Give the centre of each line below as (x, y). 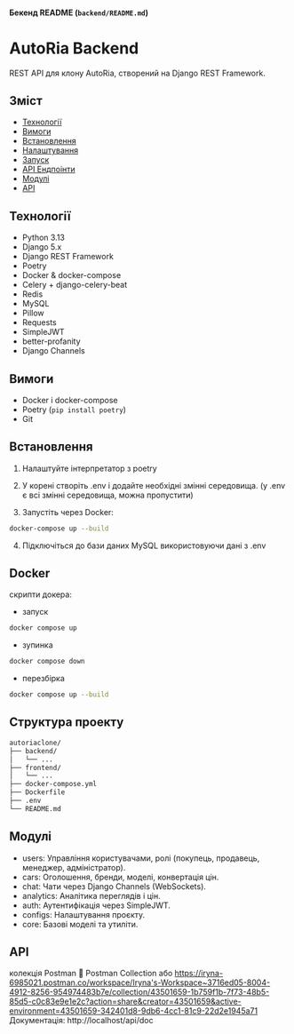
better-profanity (52, 341)
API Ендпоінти (48, 170)
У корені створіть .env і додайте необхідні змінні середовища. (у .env (154, 485)
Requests (39, 322)
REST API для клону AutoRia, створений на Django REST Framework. (138, 73)
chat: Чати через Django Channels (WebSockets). (114, 886)
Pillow (33, 313)
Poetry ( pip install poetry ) (74, 410)
